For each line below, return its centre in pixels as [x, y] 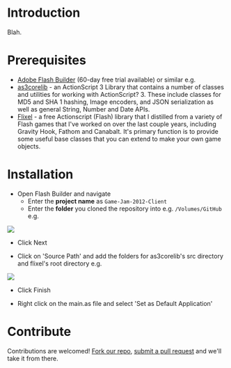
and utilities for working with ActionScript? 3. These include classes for [119, 94]
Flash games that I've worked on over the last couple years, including [117, 124]
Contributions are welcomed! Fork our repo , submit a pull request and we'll [114, 351]
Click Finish [34, 290]
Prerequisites [47, 60]
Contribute [39, 332]
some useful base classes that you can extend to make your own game [119, 139]
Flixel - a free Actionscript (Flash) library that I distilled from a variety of [120, 116]
